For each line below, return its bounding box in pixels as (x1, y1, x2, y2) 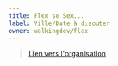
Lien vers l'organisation (27, 49, 107, 59)
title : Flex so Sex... (8, 11, 85, 20)
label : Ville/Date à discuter (8, 19, 111, 27)
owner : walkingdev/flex (8, 27, 89, 35)
